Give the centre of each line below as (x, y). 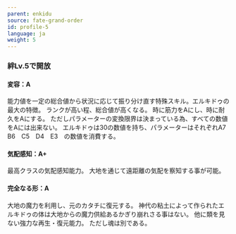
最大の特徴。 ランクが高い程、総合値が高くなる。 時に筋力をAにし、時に (113, 110)
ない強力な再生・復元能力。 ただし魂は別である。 (79, 223)
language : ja (26, 33)
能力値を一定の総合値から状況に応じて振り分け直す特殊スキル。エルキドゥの (118, 101)
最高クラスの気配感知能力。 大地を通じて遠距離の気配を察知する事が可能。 (116, 171)
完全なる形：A (28, 188)
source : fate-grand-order (45, 20)
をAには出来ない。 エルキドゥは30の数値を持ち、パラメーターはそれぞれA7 (117, 128)
